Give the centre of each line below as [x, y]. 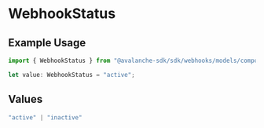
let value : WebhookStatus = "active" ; [71, 75]
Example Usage [47, 43]
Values [26, 99]
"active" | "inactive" [45, 117]
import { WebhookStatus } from [59, 60]
